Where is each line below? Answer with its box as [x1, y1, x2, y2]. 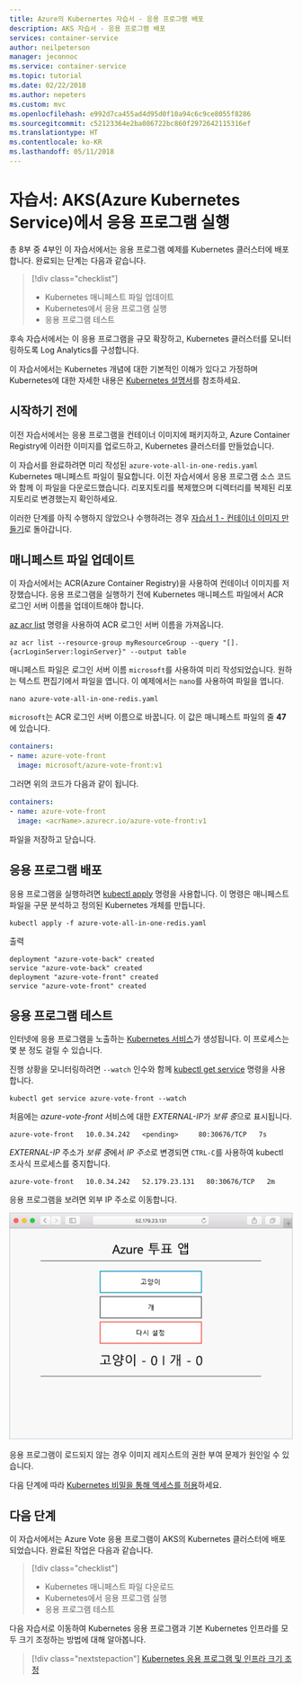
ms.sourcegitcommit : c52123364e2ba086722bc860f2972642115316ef [9, 119, 252, 128]
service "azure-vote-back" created [9, 963, 143, 973]
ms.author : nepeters [9, 90, 87, 99]
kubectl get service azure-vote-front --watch [9, 1094, 187, 1103]
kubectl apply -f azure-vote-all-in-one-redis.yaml [9, 918, 207, 928]
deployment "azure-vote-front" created [9, 972, 159, 982]
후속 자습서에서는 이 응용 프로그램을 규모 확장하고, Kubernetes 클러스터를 [9, 333, 268, 343]
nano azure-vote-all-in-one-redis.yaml [9, 695, 159, 704]
